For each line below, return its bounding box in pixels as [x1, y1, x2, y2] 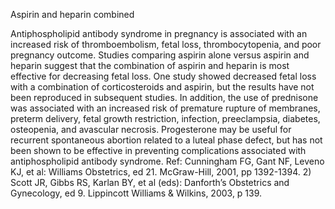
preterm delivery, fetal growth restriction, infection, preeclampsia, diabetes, [10, 113, 321, 124]
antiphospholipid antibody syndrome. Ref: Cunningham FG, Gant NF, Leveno [10, 155, 325, 167]
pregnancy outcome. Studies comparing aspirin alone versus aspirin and [10, 49, 310, 61]
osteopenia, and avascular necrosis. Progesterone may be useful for [10, 124, 292, 135]
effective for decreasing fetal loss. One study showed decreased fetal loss [10, 70, 317, 82]
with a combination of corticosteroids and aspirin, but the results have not [10, 81, 315, 93]
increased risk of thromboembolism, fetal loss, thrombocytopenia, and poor [10, 39, 322, 50]
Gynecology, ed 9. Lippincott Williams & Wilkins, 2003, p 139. [10, 187, 263, 199]
